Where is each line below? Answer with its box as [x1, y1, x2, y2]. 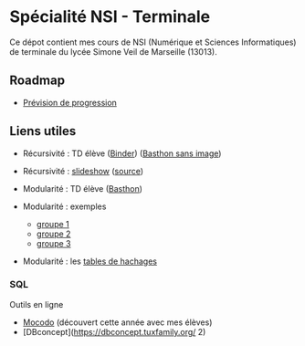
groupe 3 [36, 237, 71, 248]
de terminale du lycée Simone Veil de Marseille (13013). [9, 46, 217, 57]
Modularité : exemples [22, 201, 107, 212]
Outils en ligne [9, 299, 64, 309]
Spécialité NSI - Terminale [9, 6, 211, 27]
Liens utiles [9, 123, 77, 139]
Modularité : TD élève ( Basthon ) [22, 183, 143, 194]
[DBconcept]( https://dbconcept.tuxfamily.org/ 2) [22, 326, 206, 337]
